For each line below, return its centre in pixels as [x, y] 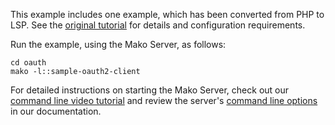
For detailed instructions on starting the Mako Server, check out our [150, 90]
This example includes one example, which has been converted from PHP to [167, 14]
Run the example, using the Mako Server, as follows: [118, 44]
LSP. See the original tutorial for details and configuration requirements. [158, 25]
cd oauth [28, 63]
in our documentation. [56, 111]
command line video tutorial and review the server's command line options [164, 100]
